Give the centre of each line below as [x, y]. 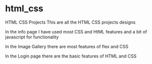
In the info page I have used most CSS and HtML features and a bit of [76, 32]
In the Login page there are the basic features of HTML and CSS [71, 56]
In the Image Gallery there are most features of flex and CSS [67, 46]
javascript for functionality [32, 37]
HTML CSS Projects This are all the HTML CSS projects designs [70, 22]
